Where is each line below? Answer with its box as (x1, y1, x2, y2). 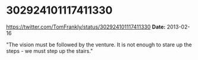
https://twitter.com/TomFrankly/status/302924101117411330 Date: (6, 23, 166, 30)
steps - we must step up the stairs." (6, 47, 93, 54)
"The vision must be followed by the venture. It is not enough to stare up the (6, 41, 192, 48)
